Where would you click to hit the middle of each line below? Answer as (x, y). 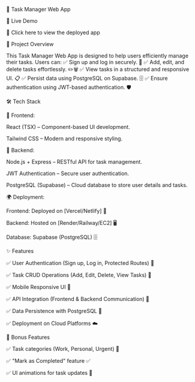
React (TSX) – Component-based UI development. (68, 127)
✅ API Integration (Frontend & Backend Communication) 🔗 (78, 299)
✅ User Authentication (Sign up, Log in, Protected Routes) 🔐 (80, 263)
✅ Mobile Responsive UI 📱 (38, 287)
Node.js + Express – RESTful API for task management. (74, 162)
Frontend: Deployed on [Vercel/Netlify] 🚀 (56, 211)
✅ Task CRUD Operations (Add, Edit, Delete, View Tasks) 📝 (79, 275)
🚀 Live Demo (22, 21)
